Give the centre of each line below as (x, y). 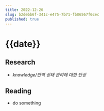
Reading (18, 91)
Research (20, 62)
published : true (22, 19)
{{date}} (23, 44)
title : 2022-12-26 (24, 10)
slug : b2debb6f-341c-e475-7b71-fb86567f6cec (52, 14)
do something (27, 103)
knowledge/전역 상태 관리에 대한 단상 (49, 75)
